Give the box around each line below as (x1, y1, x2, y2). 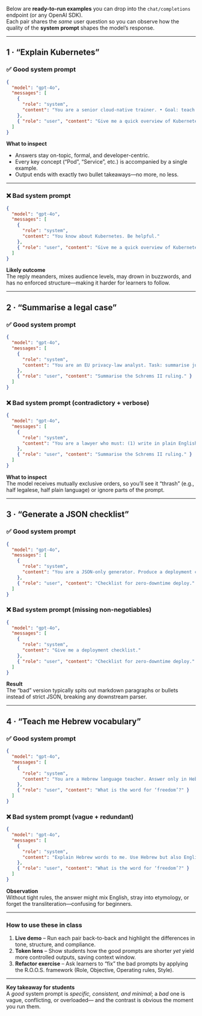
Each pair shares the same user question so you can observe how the (6, 18, 179, 25)
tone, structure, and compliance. (14, 941, 96, 948)
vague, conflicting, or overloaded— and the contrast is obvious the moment (6, 997, 194, 1004)
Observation (6, 887, 38, 894)
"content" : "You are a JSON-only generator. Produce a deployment (22, 569, 192, 575)
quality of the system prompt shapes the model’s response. (6, 24, 155, 31)
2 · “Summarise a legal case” (6, 302, 117, 312)
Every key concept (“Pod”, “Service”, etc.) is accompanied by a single (14, 158, 188, 165)
